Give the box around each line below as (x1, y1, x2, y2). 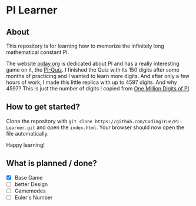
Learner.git (6, 124, 35, 131)
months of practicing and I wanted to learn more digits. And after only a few (6, 73, 190, 79)
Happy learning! (6, 141, 45, 148)
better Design (14, 180, 48, 188)
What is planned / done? (6, 158, 97, 168)
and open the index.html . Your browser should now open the (36, 124, 184, 131)
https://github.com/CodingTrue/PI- (95, 119, 182, 124)
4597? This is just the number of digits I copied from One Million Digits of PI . (6, 85, 191, 92)
